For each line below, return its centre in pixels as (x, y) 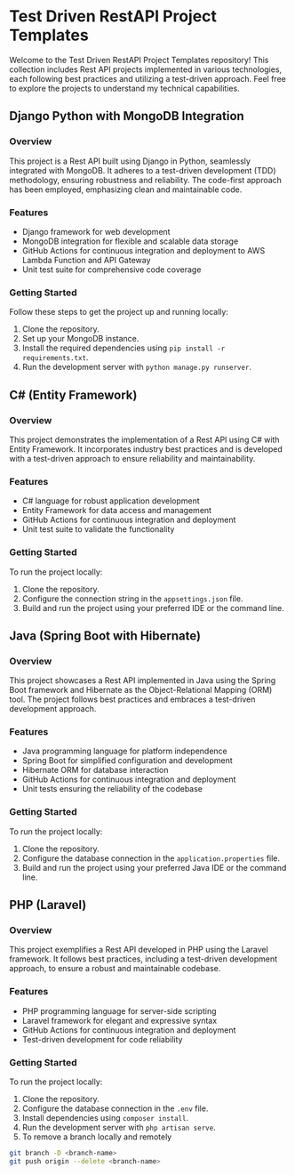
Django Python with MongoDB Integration (127, 116)
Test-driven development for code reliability (102, 1039)
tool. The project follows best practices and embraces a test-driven (132, 699)
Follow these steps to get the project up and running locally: (119, 312)
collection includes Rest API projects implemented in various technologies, (146, 69)
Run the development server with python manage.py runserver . (136, 367)
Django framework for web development (96, 231)
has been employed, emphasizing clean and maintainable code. (126, 189)
